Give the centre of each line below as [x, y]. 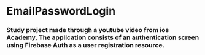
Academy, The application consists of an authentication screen [103, 37]
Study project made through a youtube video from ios [88, 30]
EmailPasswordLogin [61, 11]
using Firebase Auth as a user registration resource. [85, 45]
